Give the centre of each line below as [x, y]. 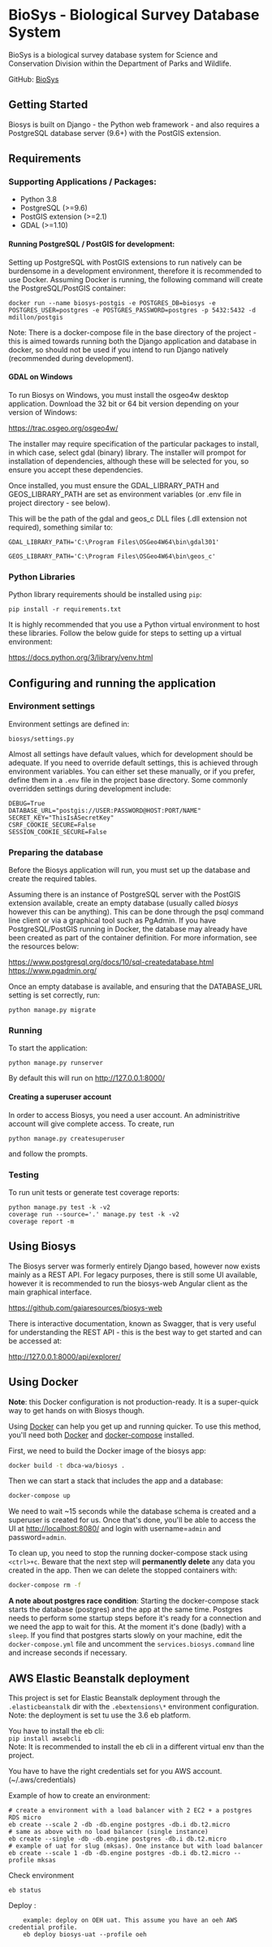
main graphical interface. [50, 1292]
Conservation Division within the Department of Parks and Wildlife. [120, 63]
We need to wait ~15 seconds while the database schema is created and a [132, 1512]
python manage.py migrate [52, 1011]
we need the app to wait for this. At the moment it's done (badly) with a [127, 1627]
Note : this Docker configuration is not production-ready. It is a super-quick [134, 1402]
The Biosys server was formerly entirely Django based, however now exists [134, 1266]
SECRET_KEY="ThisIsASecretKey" [61, 818]
